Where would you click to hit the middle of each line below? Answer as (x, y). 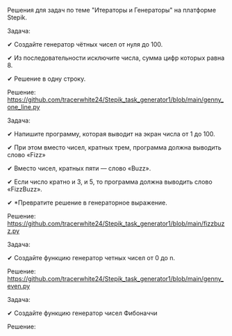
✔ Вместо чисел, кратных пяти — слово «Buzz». (79, 168)
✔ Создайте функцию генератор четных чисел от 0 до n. (91, 258)
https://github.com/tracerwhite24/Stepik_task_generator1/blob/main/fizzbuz (116, 223)
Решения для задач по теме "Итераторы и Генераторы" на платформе (112, 10)
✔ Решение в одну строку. (47, 79)
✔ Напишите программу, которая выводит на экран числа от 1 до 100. (111, 134)
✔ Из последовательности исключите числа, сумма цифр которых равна (116, 58)
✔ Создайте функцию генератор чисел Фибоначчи (82, 313)
